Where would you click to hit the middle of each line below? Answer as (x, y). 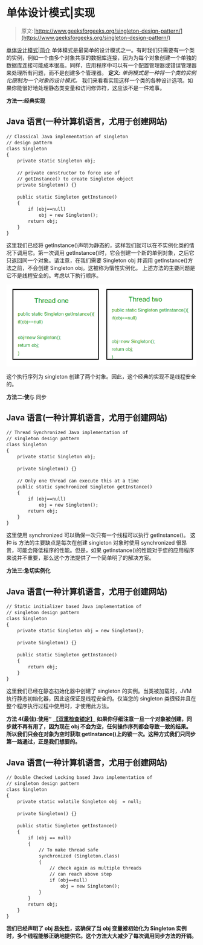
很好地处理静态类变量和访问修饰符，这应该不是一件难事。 (93, 88)
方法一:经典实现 (26, 100)
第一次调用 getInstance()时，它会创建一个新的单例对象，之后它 (116, 252)
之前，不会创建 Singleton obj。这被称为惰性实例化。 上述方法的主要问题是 (103, 267)
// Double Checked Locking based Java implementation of (79, 778)
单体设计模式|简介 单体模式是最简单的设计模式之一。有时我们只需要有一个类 (101, 50)
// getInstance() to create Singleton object (76, 179)
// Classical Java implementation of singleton (67, 136)
